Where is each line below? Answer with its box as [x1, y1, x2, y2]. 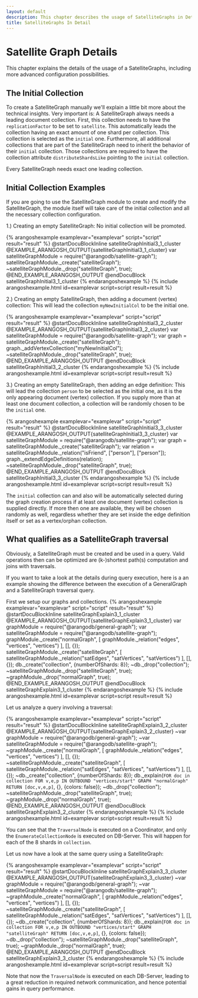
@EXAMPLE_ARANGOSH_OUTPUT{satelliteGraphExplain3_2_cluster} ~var [6, 728, 187, 735]
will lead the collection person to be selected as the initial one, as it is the [6, 387, 183, 394]
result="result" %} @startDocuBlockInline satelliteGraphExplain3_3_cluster [6, 867, 187, 875]
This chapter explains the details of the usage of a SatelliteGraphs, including [6, 64, 192, 72]
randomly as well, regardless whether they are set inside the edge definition [6, 511, 190, 518]
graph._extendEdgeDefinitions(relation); [6, 455, 103, 462]
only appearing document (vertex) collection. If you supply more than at [6, 394, 181, 401]
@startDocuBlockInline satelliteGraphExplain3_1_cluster [6, 610, 140, 618]
